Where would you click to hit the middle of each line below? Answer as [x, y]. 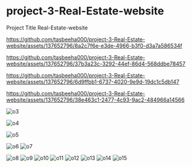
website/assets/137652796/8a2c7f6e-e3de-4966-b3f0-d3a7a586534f [94, 46]
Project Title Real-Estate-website [47, 28]
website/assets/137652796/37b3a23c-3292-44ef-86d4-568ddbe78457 [96, 64]
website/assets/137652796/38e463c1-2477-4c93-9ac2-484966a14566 [95, 100]
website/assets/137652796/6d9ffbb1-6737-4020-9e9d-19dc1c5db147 [93, 82]
